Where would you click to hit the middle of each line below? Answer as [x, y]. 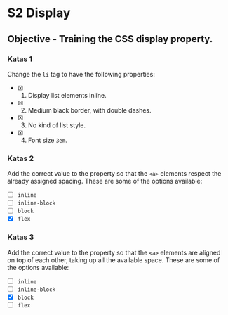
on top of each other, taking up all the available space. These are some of [114, 260]
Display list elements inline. [67, 95]
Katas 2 [21, 158]
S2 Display [39, 13]
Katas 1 [20, 59]
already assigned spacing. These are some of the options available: [105, 181]
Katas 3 [21, 237]
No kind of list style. [57, 125]
